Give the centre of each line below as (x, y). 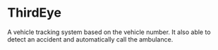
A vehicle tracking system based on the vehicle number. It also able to (109, 32)
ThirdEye (35, 13)
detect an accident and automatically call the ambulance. (90, 39)
